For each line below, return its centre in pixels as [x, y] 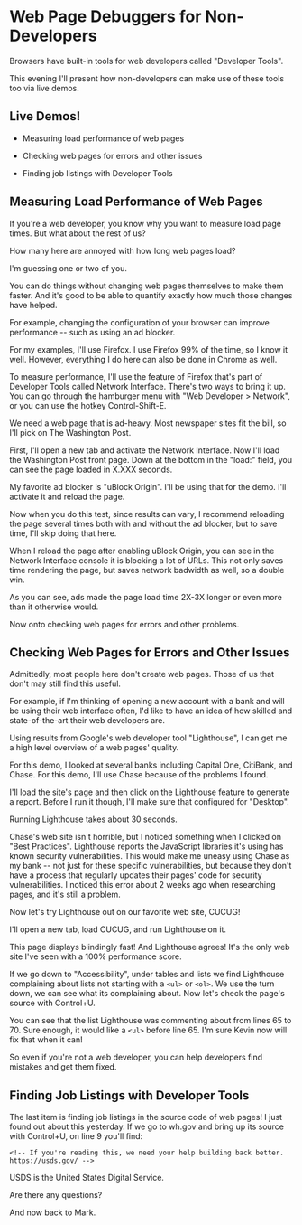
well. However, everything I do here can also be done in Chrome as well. [143, 359]
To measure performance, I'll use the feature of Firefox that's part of [136, 376]
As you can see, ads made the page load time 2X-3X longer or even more [146, 597]
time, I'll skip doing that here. [63, 533]
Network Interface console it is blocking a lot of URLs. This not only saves [146, 560]
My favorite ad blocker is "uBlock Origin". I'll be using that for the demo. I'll [148, 486]
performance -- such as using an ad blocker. [92, 332]
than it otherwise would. [54, 607]
